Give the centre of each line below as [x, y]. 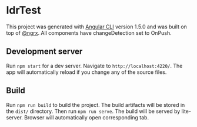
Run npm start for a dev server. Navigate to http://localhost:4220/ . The [94, 66]
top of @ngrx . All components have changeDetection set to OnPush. [89, 32]
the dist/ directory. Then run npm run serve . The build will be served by [93, 111]
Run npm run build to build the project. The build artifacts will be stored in [96, 105]
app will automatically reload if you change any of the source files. [86, 72]
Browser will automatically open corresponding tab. [86, 117]
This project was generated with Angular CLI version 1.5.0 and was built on [96, 27]
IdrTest [24, 10]
